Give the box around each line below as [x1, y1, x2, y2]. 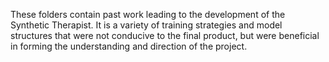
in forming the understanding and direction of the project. [10, 40, 248, 52]
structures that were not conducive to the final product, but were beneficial [10, 30, 320, 41]
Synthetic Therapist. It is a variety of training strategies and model [10, 19, 283, 31]
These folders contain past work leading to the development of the [10, 9, 286, 20]
